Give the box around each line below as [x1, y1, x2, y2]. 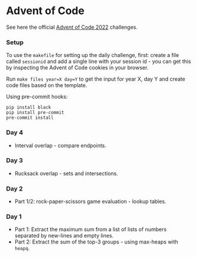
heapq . [14, 245, 30, 252]
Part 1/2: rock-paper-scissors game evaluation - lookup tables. [14, 198, 166, 205]
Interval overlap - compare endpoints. [14, 142, 107, 149]
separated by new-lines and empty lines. [14, 232, 113, 239]
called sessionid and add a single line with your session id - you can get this [6, 58, 191, 65]
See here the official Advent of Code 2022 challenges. [6, 24, 138, 31]
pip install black [6, 105, 51, 111]
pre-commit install [6, 115, 54, 121]
